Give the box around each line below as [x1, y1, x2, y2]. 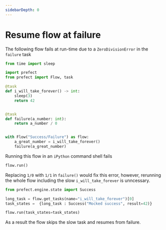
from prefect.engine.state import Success [5, 187, 96, 192]
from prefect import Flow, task [5, 75, 73, 80]
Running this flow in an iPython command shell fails [5, 153, 113, 159]
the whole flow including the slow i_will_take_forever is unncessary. [5, 177, 150, 183]
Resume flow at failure [5, 29, 101, 40]
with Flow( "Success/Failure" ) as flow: [5, 134, 89, 140]
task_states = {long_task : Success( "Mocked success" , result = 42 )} [5, 201, 152, 206]
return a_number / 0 [14, 121, 58, 126]
